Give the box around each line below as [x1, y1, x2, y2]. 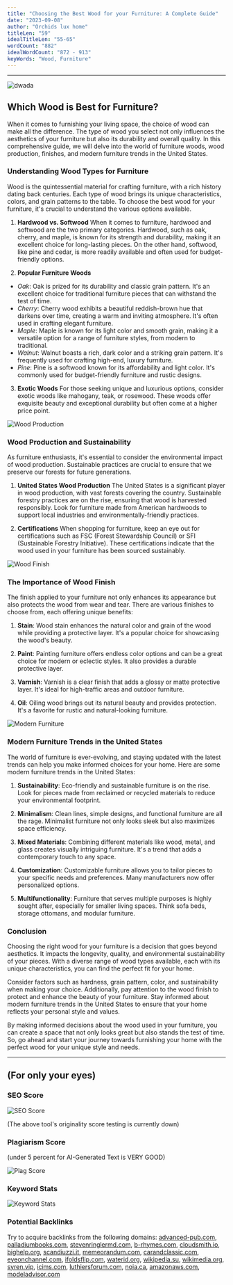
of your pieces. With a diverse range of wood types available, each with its [7, 957, 221, 966]
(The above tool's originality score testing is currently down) [7, 1119, 180, 1128]
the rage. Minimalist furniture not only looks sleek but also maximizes [17, 817, 215, 825]
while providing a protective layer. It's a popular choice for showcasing [17, 629, 220, 637]
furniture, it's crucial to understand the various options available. [7, 205, 192, 213]
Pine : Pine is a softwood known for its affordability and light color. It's [17, 363, 215, 372]
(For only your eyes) [7, 1069, 96, 1082]
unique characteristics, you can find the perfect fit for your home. [7, 964, 194, 973]
